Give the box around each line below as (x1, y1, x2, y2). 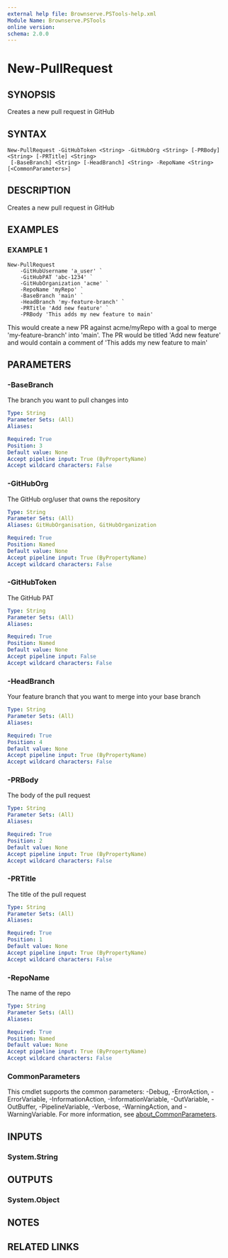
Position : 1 (7, 936, 42, 944)
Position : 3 (7, 442, 42, 450)
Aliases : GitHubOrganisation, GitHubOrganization (7, 522, 157, 529)
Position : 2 (7, 837, 42, 845)
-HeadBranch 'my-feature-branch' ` (20, 298, 125, 305)
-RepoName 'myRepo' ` (20, 286, 84, 293)
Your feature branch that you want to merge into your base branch (7, 692, 201, 701)
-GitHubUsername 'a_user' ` (20, 267, 103, 275)
